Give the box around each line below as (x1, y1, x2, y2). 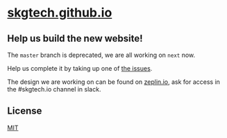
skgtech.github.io (7, 5, 112, 21)
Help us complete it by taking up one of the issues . (7, 64, 153, 72)
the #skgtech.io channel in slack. (7, 85, 101, 93)
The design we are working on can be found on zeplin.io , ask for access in (7, 78, 221, 86)
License (7, 105, 42, 117)
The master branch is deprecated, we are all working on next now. (7, 51, 196, 59)
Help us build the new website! (7, 33, 144, 44)
